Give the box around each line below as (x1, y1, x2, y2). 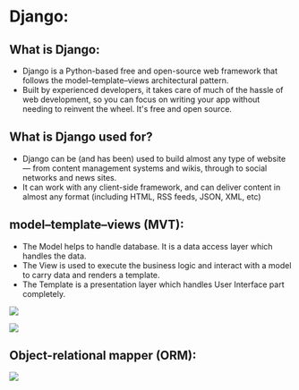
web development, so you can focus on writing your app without (21, 94, 261, 105)
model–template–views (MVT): (9, 217, 184, 233)
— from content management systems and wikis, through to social (21, 163, 268, 174)
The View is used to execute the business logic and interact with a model (21, 259, 292, 270)
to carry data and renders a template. (21, 269, 160, 280)
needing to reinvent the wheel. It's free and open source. (21, 104, 233, 114)
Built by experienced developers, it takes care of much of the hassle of (21, 85, 284, 95)
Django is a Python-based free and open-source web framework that (21, 65, 278, 76)
